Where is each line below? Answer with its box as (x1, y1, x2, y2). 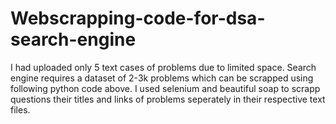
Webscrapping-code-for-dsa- (10, 7, 266, 30)
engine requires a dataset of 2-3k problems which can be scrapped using (10, 72, 314, 84)
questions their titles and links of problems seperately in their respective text (10, 93, 326, 105)
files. (10, 103, 31, 116)
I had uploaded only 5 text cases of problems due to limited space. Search (10, 61, 317, 73)
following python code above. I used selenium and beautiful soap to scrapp (10, 82, 321, 94)
